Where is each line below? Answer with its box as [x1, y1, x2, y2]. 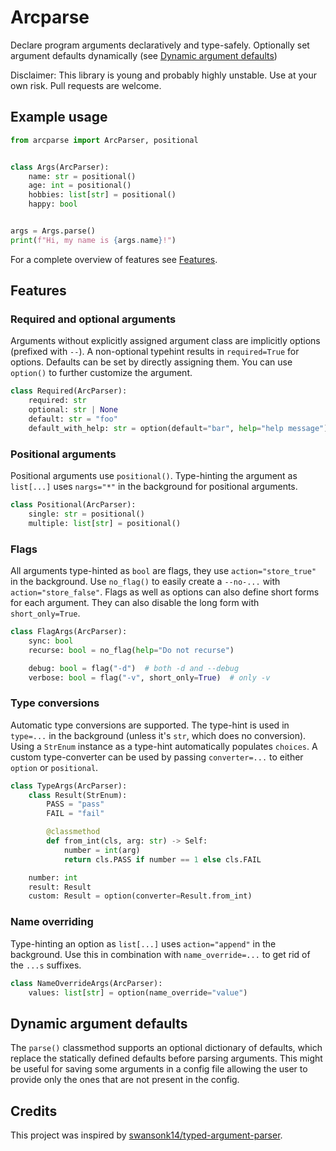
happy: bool [28, 199, 78, 210]
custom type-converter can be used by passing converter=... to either [10, 751, 304, 763]
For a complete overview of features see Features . [10, 253, 218, 265]
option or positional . [10, 761, 99, 773]
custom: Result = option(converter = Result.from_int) [28, 891, 253, 901]
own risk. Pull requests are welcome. [10, 79, 162, 91]
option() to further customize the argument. [10, 367, 193, 379]
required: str [28, 396, 87, 406]
